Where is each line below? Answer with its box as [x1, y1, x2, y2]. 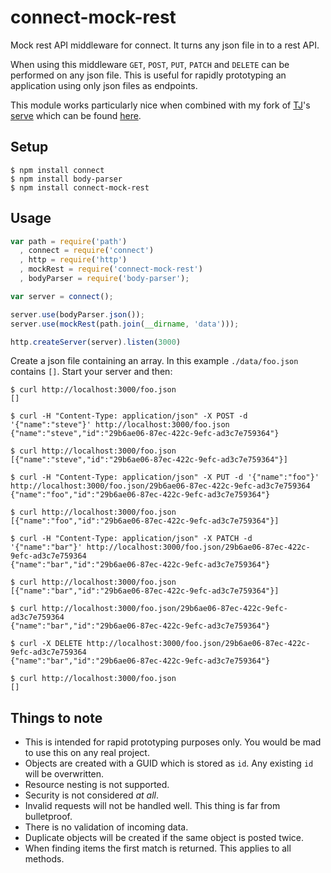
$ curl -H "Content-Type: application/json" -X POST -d [10, 411, 248, 421]
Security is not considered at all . [24, 789, 160, 801]
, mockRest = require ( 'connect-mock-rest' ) [19, 264, 203, 275]
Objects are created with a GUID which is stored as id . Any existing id [24, 757, 314, 770]
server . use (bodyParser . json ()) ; [10, 309, 145, 320]
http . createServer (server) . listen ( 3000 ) [10, 337, 182, 347]
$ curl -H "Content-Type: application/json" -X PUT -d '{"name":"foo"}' [10, 472, 320, 483]
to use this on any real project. [24, 747, 150, 759]
